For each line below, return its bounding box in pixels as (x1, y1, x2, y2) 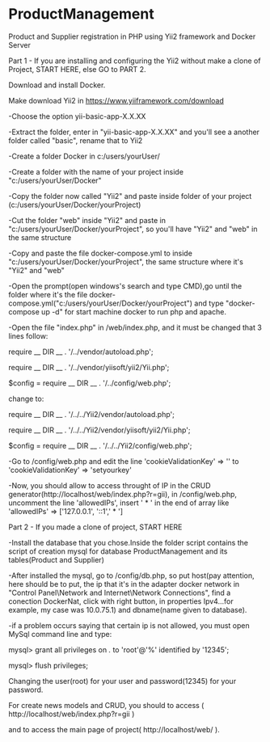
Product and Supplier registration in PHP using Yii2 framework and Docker (8, 32, 256, 41)
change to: (8, 394, 44, 403)
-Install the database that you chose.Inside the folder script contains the (8, 538, 249, 547)
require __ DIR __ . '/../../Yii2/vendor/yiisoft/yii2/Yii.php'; (8, 425, 191, 435)
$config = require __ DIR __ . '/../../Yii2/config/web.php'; (8, 441, 192, 450)
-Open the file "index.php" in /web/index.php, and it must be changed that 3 (8, 323, 263, 332)
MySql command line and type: (8, 629, 112, 639)
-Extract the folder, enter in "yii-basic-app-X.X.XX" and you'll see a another (8, 127, 260, 137)
